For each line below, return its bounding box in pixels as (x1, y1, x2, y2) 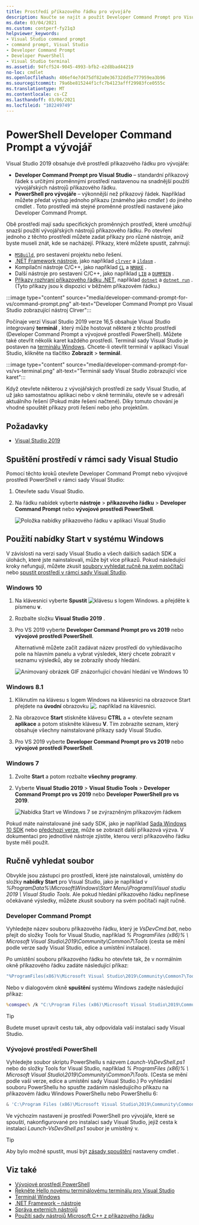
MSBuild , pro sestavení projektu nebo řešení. (14, 251, 123, 258)
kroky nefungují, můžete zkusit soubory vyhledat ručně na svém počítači (6, 562, 184, 570)
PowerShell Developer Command (6, 128, 172, 141)
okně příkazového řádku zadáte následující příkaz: (6, 961, 129, 969)
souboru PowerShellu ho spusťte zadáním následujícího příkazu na (6, 1083, 169, 1090)
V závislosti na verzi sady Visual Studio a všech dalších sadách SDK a (6, 549, 176, 557)
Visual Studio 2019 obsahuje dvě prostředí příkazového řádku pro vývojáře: (6, 160, 190, 167)
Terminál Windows (14, 1193, 60, 1200)
